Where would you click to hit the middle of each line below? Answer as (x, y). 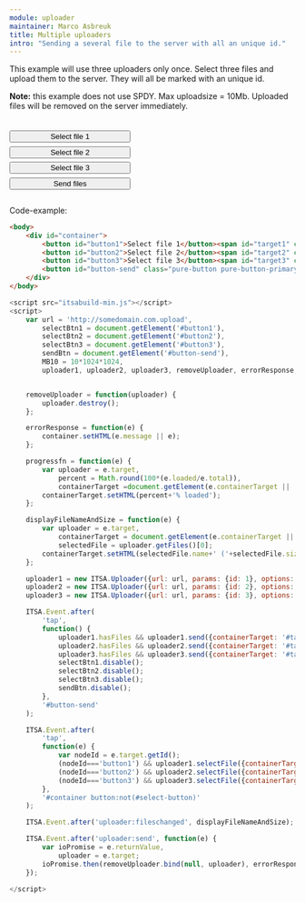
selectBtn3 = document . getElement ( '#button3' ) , (133, 345)
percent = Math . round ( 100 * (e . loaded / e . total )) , (150, 478)
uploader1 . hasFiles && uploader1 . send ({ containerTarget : (168, 637)
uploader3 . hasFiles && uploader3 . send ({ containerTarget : (168, 654)
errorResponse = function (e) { (85, 428)
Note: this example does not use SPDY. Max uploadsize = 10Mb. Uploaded (149, 96)
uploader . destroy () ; (81, 403)
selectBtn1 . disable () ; (101, 663)
